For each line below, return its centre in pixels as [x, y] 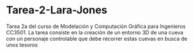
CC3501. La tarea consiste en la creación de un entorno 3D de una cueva [95, 32]
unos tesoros [22, 45]
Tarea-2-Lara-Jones [57, 10]
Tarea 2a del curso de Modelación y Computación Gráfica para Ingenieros [96, 26]
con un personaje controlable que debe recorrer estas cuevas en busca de [97, 38]
